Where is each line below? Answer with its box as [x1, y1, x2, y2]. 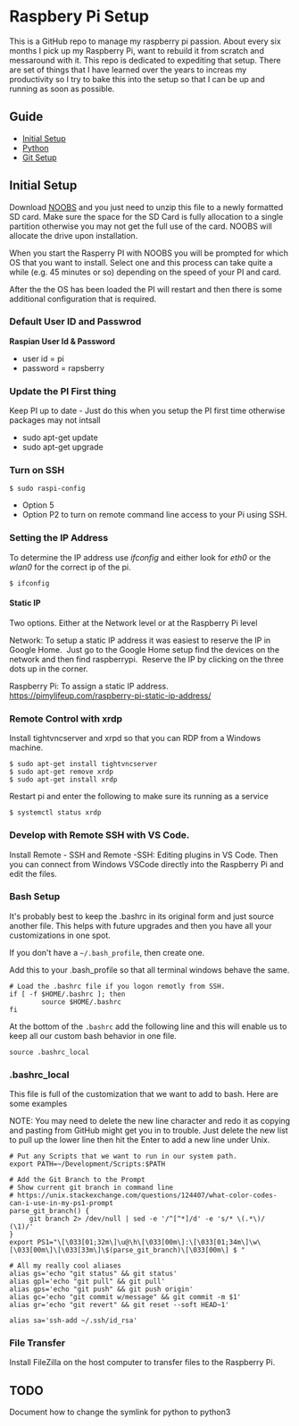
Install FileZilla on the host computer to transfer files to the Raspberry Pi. [9, 1357, 276, 1368]
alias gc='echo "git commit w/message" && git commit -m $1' [9, 1293, 242, 1302]
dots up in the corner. [9, 663, 88, 674]
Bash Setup [9, 890, 61, 903]
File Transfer [9, 1337, 65, 1349]
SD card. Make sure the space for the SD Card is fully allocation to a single [9, 211, 284, 222]
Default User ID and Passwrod [9, 316, 142, 328]
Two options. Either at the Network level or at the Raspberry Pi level [9, 617, 258, 628]
